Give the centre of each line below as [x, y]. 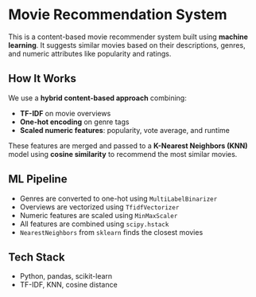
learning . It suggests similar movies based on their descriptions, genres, [127, 45]
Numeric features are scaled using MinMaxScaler [99, 215]
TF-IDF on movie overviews [65, 113]
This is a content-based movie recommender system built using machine [128, 37]
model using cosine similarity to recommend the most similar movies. [123, 154]
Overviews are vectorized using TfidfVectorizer [99, 207]
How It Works [43, 78]
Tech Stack [37, 257]
